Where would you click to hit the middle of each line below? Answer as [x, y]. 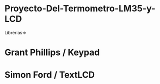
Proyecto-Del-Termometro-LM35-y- [80, 9]
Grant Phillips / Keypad [52, 53]
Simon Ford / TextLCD [50, 75]
